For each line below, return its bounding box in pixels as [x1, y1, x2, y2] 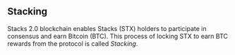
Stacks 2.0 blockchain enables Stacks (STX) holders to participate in [7, 24, 207, 32]
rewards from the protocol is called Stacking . [7, 39, 138, 48]
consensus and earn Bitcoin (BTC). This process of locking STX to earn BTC [7, 32, 228, 40]
